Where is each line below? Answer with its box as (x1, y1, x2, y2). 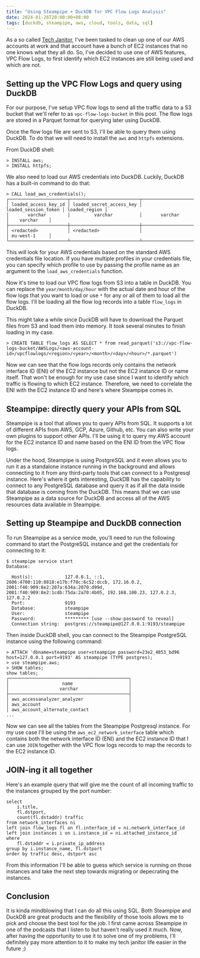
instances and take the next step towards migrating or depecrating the (6, 867, 179, 874)
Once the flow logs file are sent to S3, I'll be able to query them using (6, 128, 176, 135)
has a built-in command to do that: (6, 180, 91, 187)
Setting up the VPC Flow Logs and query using (6, 79, 182, 89)
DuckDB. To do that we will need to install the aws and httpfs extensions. (6, 135, 185, 142)
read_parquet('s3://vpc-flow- (118, 341, 193, 347)
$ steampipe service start (6, 558, 73, 564)
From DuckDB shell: (6, 146, 55, 153)
